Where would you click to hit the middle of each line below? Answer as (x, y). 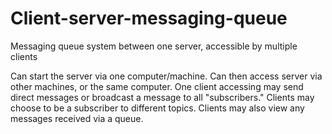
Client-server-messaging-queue (149, 18)
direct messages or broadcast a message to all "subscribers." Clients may (162, 97)
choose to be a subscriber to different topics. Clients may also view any (157, 108)
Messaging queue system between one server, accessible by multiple (154, 46)
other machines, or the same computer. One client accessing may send (157, 86)
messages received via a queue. (77, 118)
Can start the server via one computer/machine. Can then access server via (166, 76)
